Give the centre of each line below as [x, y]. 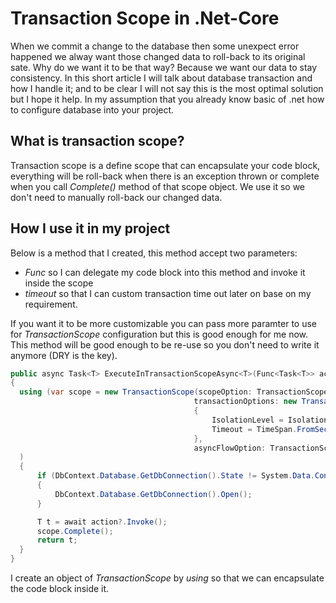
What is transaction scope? [97, 141]
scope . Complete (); [75, 531]
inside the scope [59, 283]
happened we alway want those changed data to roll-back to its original [158, 56]
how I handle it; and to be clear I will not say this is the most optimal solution [167, 88]
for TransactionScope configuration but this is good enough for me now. [159, 334]
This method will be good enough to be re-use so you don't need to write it [165, 344]
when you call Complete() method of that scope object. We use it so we [158, 186]
